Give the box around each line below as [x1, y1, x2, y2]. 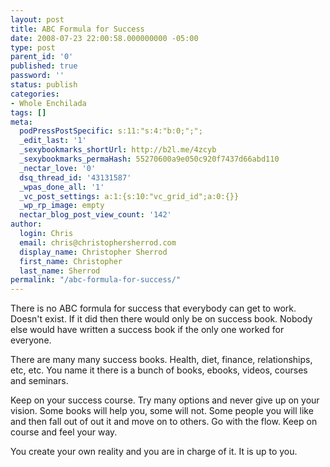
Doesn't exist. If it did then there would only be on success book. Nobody [10, 313, 313, 325]
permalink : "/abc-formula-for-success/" [10, 275, 182, 285]
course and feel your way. [10, 426, 118, 438]
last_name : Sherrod [19, 266, 101, 276]
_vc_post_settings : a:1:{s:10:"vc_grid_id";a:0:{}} [19, 191, 240, 201]
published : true [10, 61, 78, 71]
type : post [10, 42, 56, 53]
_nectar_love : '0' [19, 163, 97, 173]
